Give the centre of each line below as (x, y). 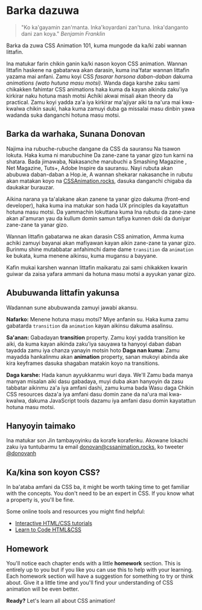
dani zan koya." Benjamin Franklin (63, 33)
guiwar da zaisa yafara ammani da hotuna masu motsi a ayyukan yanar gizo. (101, 274)
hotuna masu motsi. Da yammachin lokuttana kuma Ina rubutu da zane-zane (101, 212)
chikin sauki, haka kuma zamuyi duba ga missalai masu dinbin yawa (110, 108)
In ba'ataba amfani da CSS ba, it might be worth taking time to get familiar (98, 487)
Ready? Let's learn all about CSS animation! (61, 601)
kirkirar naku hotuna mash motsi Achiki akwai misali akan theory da (90, 96)
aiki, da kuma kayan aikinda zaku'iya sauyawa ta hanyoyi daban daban (94, 344)
